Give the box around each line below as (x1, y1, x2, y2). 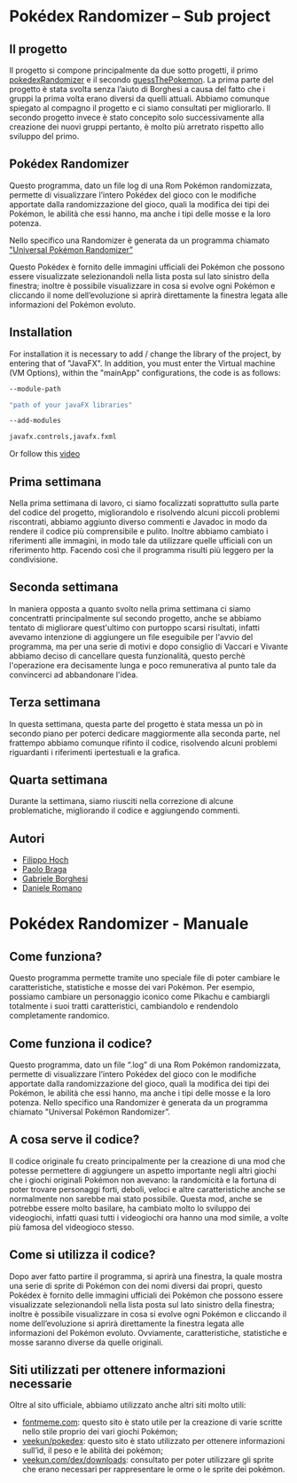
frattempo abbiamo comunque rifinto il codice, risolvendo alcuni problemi (9, 738, 277, 748)
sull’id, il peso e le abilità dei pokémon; (21, 1445, 164, 1456)
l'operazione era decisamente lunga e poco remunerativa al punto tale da (9, 660, 277, 670)
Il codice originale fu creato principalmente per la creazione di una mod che (9, 1155, 286, 1167)
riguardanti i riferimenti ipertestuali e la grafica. (9, 746, 181, 757)
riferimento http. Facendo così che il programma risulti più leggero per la (9, 544, 274, 555)
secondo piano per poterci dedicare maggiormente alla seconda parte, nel (9, 728, 281, 738)
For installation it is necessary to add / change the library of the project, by (9, 348, 282, 359)
